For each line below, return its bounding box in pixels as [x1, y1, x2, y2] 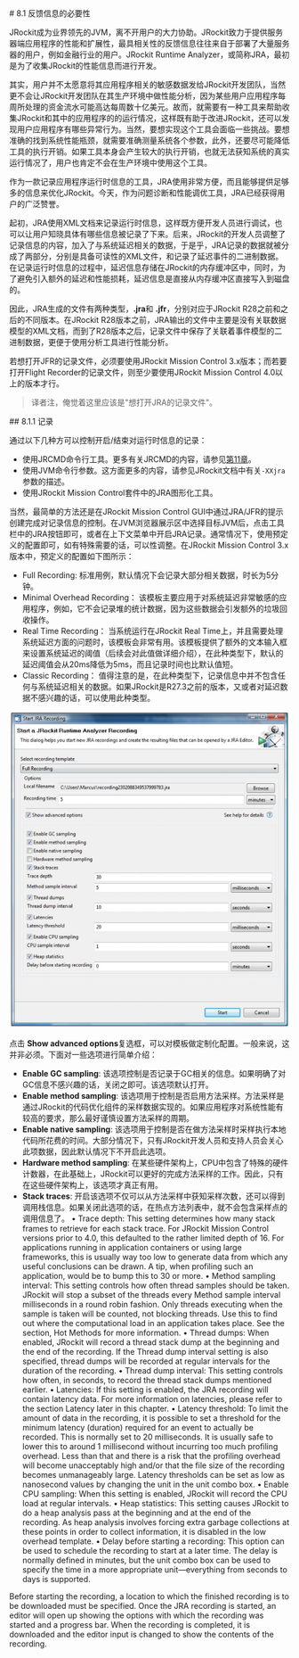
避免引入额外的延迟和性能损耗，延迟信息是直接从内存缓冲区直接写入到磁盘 [16, 274, 290, 284]
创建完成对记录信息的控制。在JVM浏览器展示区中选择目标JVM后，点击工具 [9, 517, 285, 528]
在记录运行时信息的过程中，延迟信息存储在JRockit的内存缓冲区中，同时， [9, 262, 279, 273]
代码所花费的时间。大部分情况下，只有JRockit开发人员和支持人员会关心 [21, 1134, 284, 1145]
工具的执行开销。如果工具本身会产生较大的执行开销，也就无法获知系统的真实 [9, 146, 290, 157]
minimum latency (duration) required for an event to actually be [21, 1422, 254, 1432]
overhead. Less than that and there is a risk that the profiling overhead [21, 1450, 280, 1461]
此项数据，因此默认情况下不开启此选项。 [21, 1146, 171, 1157]
